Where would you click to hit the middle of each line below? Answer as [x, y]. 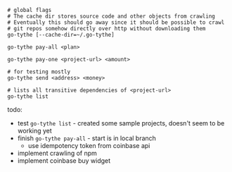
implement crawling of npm [57, 153]
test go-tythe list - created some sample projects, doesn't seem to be [121, 123]
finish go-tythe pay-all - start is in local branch [87, 138]
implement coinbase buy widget [64, 161]
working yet [35, 131]
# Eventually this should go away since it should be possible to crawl [116, 23]
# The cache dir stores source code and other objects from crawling [111, 16]
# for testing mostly [39, 72]
